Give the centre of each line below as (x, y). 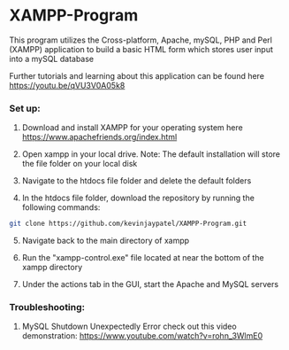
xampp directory (52, 268)
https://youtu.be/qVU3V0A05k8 (67, 85)
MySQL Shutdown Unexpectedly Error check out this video (129, 327)
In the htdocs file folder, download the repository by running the (138, 198)
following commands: (61, 207)
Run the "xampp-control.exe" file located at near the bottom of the (143, 258)
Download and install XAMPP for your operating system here (132, 128)
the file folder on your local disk (80, 164)
